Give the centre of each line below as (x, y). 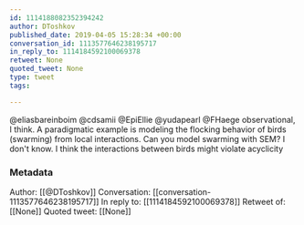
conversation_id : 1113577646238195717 (83, 43)
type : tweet (32, 77)
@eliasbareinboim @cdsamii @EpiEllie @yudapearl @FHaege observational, (152, 119)
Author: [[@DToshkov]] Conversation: (80, 191)
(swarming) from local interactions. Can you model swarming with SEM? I (147, 138)
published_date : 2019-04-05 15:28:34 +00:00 (95, 35)
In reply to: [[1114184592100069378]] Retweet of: (193, 201)
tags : (20, 86)
